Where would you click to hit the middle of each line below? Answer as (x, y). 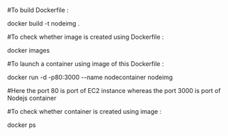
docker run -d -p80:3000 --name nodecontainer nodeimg (90, 77)
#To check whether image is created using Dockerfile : (86, 37)
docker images (28, 50)
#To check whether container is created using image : (84, 111)
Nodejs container (32, 98)
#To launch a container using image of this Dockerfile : (85, 64)
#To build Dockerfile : (38, 10)
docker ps (22, 125)
